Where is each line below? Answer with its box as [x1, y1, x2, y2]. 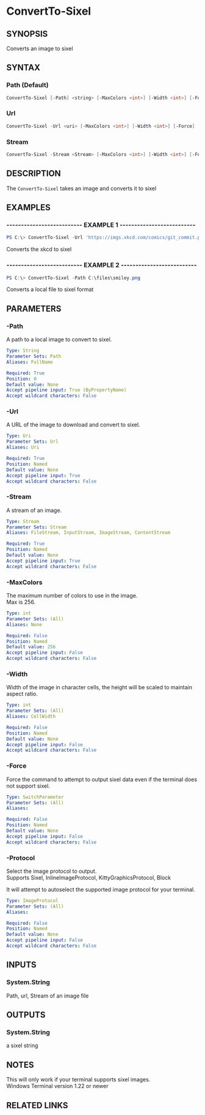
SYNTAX [6, 62, 41, 73]
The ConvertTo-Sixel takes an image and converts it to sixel [6, 185, 157, 192]
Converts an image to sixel [6, 45, 73, 52]
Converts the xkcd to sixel [6, 246, 72, 253]
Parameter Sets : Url [6, 439, 59, 445]
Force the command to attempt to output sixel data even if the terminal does [6, 776, 197, 783]
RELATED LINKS [6, 1100, 68, 1111]
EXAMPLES [6, 202, 51, 213]
